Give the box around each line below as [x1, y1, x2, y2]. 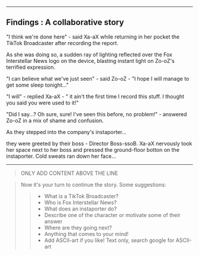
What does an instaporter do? [44, 205, 117, 212]
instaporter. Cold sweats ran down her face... [6, 152, 117, 160]
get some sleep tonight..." [6, 81, 69, 88]
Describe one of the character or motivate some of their [44, 211, 181, 218]
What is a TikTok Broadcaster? [44, 192, 119, 199]
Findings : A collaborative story [6, 17, 124, 27]
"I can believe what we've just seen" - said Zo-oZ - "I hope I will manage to [6, 75, 190, 82]
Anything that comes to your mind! [44, 230, 129, 237]
